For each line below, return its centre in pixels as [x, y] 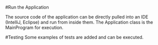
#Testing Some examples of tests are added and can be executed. [74, 37]
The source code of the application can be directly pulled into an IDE [77, 17]
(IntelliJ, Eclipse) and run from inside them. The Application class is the [79, 22]
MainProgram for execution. [34, 27]
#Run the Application [27, 7]
